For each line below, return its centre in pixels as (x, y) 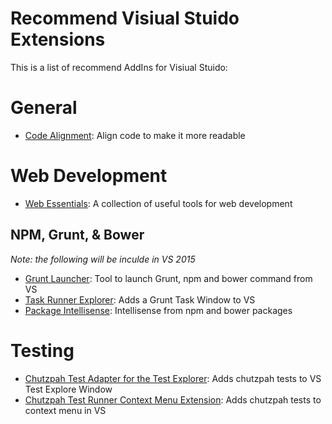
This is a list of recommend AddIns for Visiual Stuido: (119, 67)
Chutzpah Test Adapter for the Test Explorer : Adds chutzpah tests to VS (173, 378)
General (44, 108)
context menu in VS (65, 410)
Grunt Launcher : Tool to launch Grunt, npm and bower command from (168, 278)
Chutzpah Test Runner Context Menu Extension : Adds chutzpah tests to (173, 399)
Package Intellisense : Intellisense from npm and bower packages (158, 310)
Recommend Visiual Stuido (125, 18)
